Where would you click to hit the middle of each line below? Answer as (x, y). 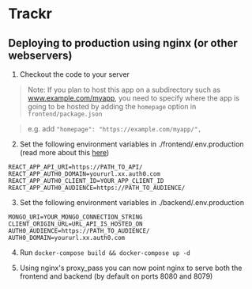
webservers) (40, 55)
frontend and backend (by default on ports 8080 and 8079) (116, 276)
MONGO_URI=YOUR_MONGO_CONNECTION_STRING (76, 217)
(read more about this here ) (64, 152)
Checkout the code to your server (75, 74)
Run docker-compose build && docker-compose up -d (105, 253)
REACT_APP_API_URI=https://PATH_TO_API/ (76, 167)
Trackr (30, 14)
